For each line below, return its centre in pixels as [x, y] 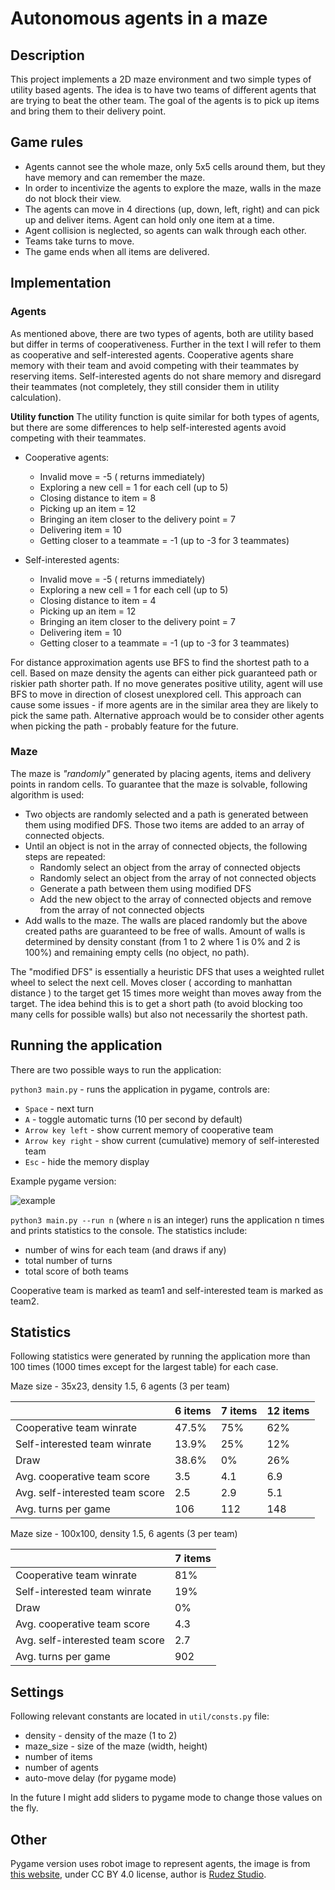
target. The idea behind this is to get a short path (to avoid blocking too [156, 1003]
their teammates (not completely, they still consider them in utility [145, 386]
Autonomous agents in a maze [139, 18]
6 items [193, 1411]
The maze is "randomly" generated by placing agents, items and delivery [161, 773]
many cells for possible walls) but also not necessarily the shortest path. [159, 1014]
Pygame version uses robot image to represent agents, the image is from [160, 1864]
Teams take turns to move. [79, 241]
